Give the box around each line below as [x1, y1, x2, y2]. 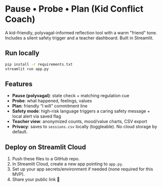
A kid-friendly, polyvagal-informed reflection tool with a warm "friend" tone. [5, 30, 157, 35]
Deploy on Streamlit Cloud [5, 143, 86, 151]
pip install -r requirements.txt [5, 62, 73, 67]
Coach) [5, 14, 36, 25]
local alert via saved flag [12, 113, 61, 119]
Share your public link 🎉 [12, 176, 60, 183]
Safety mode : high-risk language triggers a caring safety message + [12, 108, 150, 114]
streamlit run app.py [5, 67, 49, 71]
